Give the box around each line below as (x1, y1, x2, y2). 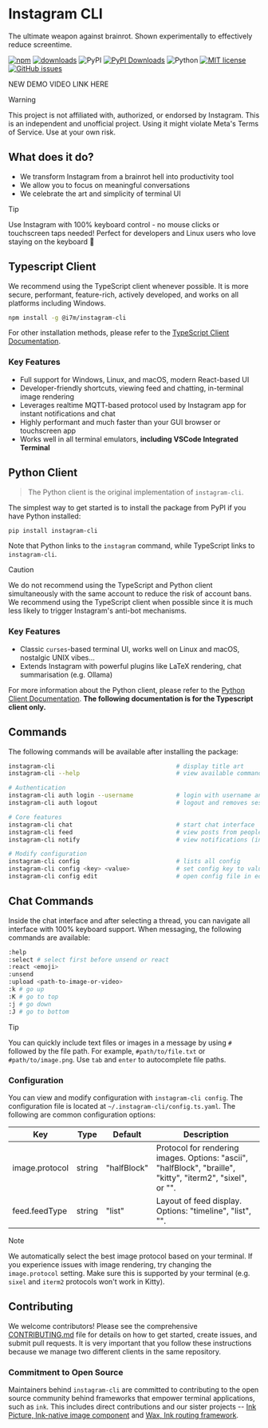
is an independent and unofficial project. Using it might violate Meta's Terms (8, 118, 259, 128)
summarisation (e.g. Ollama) (19, 670, 113, 679)
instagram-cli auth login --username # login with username (8, 791, 251, 800)
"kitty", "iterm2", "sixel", (156, 1172, 247, 1183)
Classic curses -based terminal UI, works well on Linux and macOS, (19, 644, 240, 654)
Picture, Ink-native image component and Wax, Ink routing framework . (8, 1410, 239, 1420)
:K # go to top (8, 993, 59, 1001)
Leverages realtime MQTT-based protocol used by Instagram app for (19, 400, 246, 410)
